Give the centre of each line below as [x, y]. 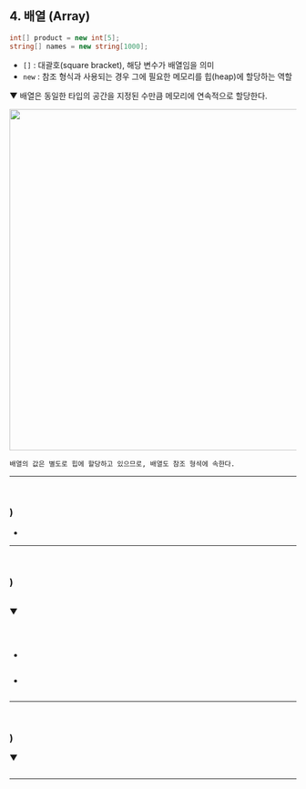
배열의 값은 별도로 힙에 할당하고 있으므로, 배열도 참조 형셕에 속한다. [122, 464]
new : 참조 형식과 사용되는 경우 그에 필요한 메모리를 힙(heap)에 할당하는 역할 [158, 76]
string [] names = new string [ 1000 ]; [79, 46]
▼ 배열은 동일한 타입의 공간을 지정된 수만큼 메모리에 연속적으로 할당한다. [138, 96]
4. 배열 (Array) [50, 16]
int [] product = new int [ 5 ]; [65, 38]
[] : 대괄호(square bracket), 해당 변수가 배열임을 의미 [118, 65]
